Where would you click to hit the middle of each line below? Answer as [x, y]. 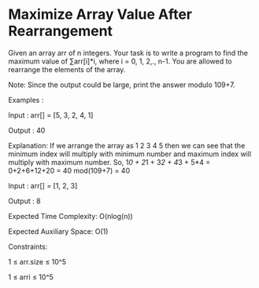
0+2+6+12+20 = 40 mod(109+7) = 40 [69, 170]
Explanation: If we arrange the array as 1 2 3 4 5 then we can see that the [127, 145]
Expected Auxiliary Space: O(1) [58, 231]
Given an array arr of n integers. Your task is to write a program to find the [128, 53]
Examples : [26, 100]
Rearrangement [60, 31]
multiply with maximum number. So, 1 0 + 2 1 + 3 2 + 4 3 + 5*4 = [109, 162]
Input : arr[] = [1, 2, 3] [43, 185]
